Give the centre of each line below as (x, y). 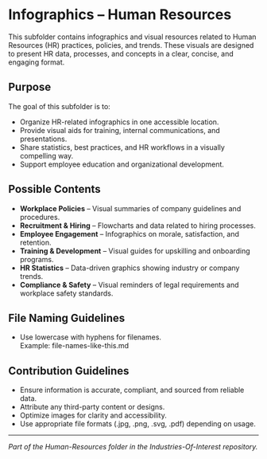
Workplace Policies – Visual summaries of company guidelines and (130, 208)
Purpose (30, 87)
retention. (35, 242)
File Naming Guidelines (67, 318)
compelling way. (46, 155)
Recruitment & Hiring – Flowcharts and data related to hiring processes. (138, 226)
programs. (37, 259)
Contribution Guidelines (69, 371)
